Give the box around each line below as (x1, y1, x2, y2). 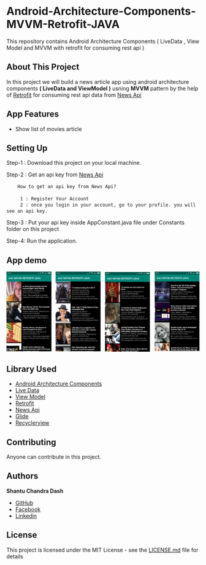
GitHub (15, 499, 34, 506)
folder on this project (6, 226, 59, 233)
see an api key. (6, 208, 48, 214)
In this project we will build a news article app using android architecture (6, 78, 189, 85)
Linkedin (15, 512, 37, 519)
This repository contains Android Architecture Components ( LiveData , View (6, 37, 200, 45)
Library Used (6, 363, 57, 374)
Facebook (15, 506, 41, 513)
